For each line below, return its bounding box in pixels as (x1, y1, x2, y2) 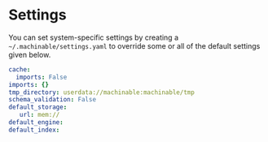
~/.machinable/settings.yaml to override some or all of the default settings (8, 41, 261, 50)
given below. (8, 49, 51, 59)
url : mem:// (19, 111, 60, 119)
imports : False (15, 73, 68, 81)
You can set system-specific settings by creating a (8, 32, 179, 42)
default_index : (8, 126, 60, 134)
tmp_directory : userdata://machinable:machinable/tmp (8, 88, 196, 97)
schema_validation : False (8, 96, 96, 104)
